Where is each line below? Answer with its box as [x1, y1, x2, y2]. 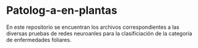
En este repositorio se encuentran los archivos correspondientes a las [6, 23, 179, 31]
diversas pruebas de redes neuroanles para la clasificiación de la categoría [6, 29, 193, 37]
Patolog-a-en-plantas [6, 4, 117, 17]
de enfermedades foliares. [6, 36, 72, 43]
